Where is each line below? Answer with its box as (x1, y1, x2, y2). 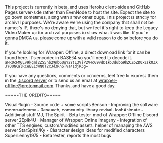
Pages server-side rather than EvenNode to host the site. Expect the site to (5, 9, 155, 15)
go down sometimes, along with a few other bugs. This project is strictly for (5, 15, 157, 20)
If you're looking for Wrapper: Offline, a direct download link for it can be (5, 49, 151, 55)
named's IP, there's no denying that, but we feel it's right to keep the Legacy (5, 25, 158, 31)
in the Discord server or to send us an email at (5, 78, 98, 83)
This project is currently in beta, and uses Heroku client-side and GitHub (5, 4, 150, 10)
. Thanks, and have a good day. (53, 83, 116, 89)
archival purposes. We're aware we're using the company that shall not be (5, 19, 154, 25)
